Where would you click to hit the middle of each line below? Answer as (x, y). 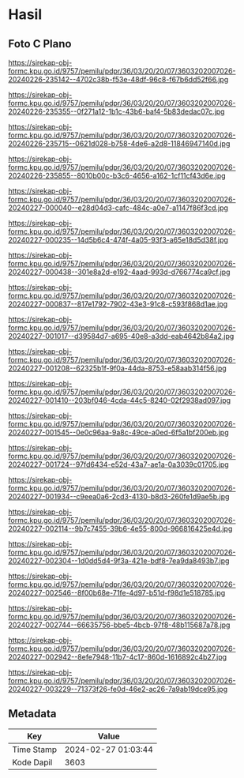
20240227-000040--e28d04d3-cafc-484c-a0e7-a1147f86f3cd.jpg (118, 208)
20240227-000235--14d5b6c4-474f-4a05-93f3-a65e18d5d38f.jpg (118, 240)
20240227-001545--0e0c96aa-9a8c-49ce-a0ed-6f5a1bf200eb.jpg (118, 432)
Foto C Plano (40, 44)
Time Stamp (35, 750)
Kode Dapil (32, 762)
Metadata (32, 714)
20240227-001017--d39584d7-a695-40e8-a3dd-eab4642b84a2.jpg (121, 336)
